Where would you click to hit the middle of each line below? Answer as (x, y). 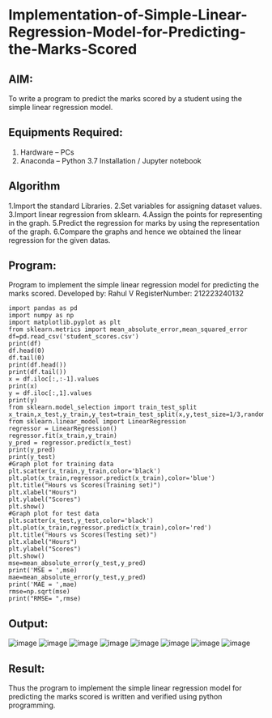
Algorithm (34, 187)
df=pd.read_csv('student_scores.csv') (74, 337)
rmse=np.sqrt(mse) (39, 592)
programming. (32, 705)
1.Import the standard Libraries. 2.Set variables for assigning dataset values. (135, 206)
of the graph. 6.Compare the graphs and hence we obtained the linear (125, 232)
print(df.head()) (38, 365)
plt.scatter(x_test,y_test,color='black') (81, 521)
